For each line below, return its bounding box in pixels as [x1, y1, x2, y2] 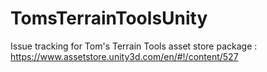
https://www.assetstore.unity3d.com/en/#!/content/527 [10, 50, 239, 62]
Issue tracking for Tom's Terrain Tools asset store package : [10, 40, 258, 52]
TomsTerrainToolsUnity [10, 7, 208, 30]
